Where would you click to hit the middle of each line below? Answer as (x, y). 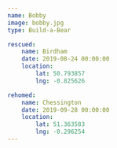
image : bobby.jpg (36, 23)
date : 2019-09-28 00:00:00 (66, 110)
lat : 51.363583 (60, 124)
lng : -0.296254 (60, 132)
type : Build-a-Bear (39, 30)
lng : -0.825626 (60, 81)
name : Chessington (51, 102)
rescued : (22, 44)
